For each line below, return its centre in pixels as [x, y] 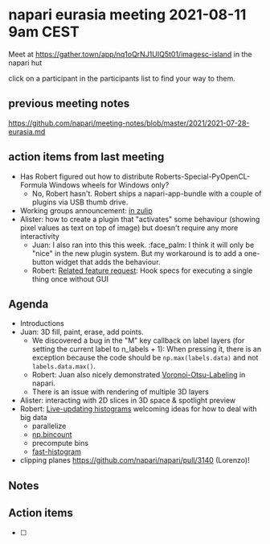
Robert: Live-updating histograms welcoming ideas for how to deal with [138, 409]
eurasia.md [27, 131]
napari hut [25, 63]
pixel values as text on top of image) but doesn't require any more [129, 228]
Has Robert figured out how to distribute [87, 176]
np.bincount [52, 435]
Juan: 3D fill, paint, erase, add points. [82, 332]
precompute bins [60, 443]
